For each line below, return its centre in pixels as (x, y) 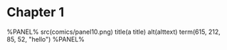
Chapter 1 (36, 12)
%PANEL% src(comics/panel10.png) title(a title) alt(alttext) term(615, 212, (114, 32)
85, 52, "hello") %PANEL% (46, 39)
